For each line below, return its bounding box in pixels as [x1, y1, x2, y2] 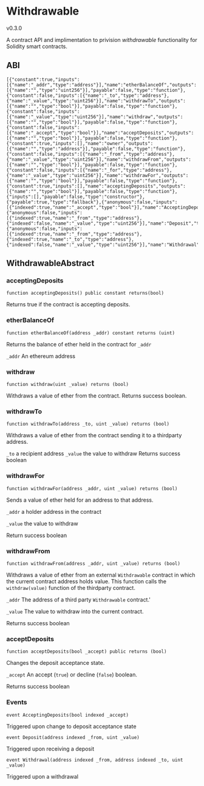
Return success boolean [6, 532, 67, 539]
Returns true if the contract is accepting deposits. [6, 301, 131, 308]
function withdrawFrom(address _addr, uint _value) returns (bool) [6, 560, 181, 567]
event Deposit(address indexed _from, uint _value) [6, 734, 140, 740]
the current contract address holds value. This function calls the [6, 577, 167, 585]
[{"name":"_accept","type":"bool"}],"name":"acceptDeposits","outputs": [6, 130, 194, 136]
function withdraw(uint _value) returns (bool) [6, 382, 129, 388]
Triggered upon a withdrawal [6, 773, 79, 780]
